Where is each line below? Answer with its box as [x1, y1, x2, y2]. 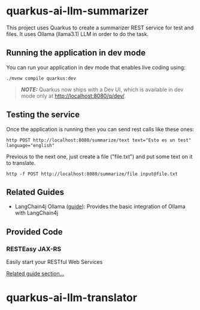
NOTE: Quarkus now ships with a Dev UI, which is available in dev [20, 86, 184, 93]
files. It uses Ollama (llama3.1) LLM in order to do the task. [6, 30, 149, 37]
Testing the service [6, 110, 80, 120]
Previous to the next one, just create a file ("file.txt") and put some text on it [6, 153, 193, 160]
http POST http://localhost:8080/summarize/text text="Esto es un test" [6, 137, 192, 143]
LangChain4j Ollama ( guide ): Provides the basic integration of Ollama [14, 203, 186, 210]
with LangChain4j [14, 209, 59, 216]
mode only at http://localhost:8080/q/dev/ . [20, 92, 126, 100]
